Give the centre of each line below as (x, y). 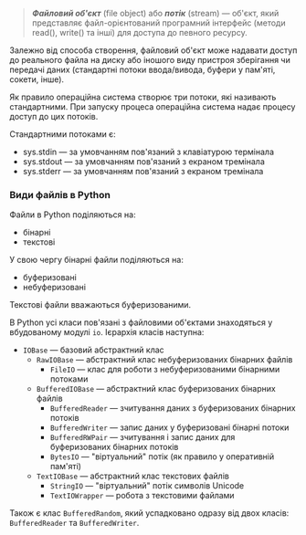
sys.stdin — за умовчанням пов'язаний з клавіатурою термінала (148, 152)
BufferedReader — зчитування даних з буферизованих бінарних (173, 408)
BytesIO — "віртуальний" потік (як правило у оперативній (162, 456)
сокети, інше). (37, 79)
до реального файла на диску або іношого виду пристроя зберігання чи (150, 60)
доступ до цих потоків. (54, 116)
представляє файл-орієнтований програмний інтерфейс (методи (158, 23)
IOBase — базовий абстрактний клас (93, 350)
